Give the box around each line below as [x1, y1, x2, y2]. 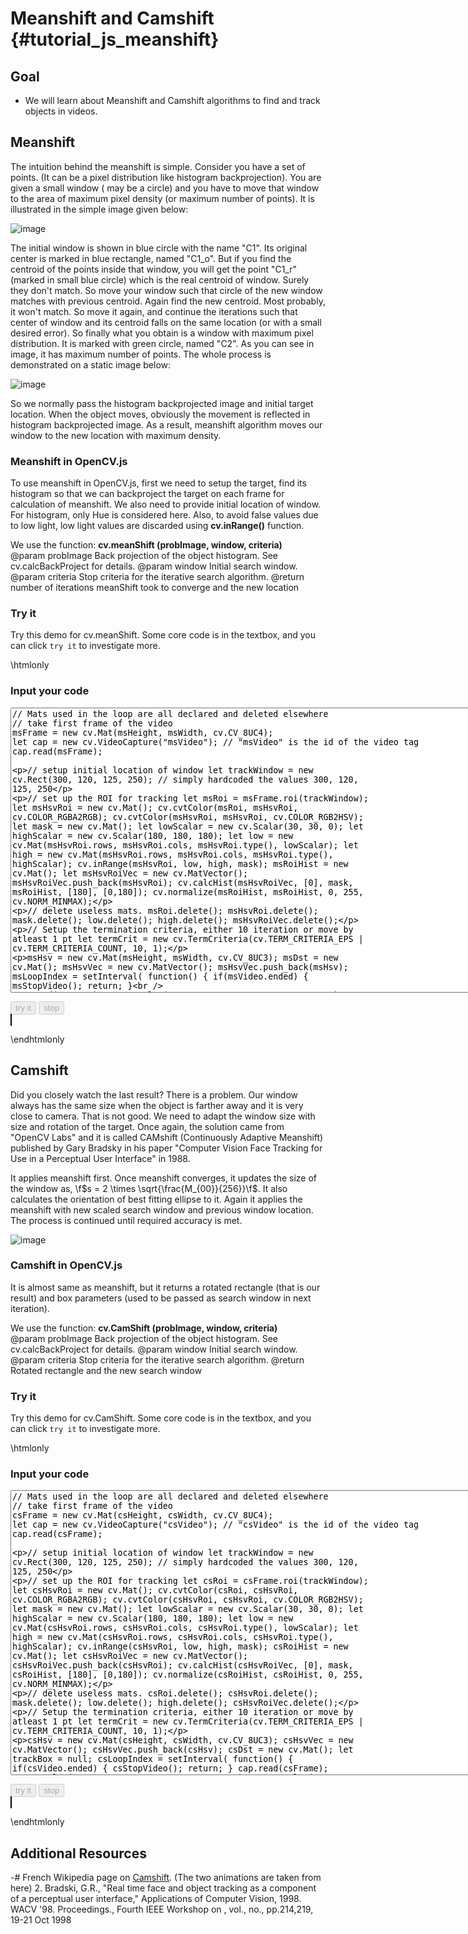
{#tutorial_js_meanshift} [10, 28, 220, 51]
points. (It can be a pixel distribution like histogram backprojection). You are [10, 171, 322, 183]
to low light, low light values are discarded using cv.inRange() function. [10, 520, 305, 532]
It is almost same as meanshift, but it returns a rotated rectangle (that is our [10, 1281, 321, 1293]
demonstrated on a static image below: [10, 358, 172, 371]
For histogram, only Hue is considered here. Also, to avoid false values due [10, 509, 319, 521]
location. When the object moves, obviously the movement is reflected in [10, 408, 311, 420]
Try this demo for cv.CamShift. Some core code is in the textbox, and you [10, 1412, 312, 1424]
